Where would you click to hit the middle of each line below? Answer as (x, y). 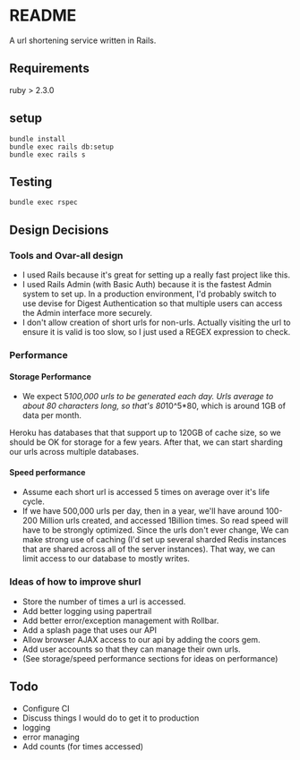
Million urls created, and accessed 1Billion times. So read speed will (163, 521)
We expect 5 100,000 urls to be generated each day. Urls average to (148, 397)
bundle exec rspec (43, 202)
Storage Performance (51, 376)
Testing (31, 181)
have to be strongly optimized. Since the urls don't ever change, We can (155, 530)
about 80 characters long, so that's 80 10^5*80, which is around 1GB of (154, 406)
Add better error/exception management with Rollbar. (120, 620)
